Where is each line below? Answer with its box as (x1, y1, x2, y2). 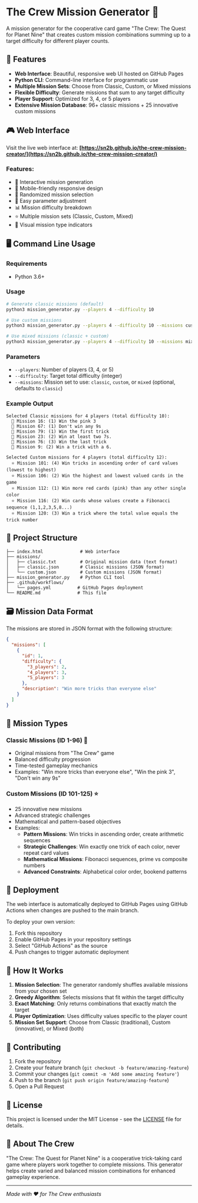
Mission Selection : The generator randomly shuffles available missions (14, 981, 189, 988)
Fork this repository (14, 930, 62, 937)
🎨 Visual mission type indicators (14, 221, 93, 228)
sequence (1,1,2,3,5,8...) (6, 504, 72, 510)
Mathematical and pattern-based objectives (14, 818, 121, 825)
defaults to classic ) (14, 385, 63, 392)
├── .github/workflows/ (6, 579, 65, 585)
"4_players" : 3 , (27, 669, 67, 675)
